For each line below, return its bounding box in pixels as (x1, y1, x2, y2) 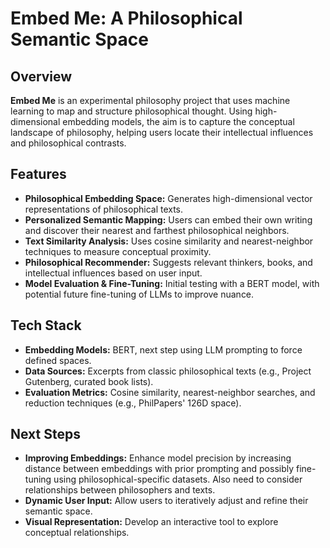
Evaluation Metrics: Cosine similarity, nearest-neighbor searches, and (24, 386, 316, 398)
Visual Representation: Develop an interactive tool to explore (24, 516, 279, 528)
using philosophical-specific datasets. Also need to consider (53, 473, 303, 486)
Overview (10, 68, 73, 85)
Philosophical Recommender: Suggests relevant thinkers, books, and (24, 256, 313, 268)
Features (10, 166, 67, 183)
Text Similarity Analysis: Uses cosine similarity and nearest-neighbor (24, 235, 314, 247)
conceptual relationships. (24, 527, 130, 539)
